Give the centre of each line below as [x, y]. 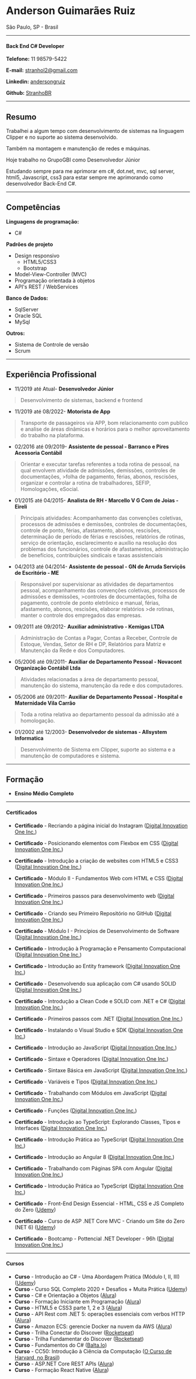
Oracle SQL [28, 315]
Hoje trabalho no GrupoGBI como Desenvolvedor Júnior [73, 160]
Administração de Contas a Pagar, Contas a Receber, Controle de [99, 638]
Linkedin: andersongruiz [36, 82]
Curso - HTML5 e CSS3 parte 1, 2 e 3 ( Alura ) [68, 1308]
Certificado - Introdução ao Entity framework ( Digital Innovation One [97, 966]
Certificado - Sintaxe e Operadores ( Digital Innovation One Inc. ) [92, 1059]
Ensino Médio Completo [44, 794]
